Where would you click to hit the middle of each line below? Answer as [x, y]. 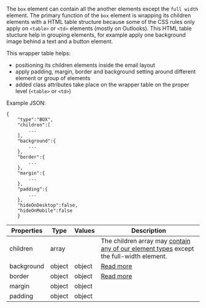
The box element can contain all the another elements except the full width [102, 9]
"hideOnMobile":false [45, 211]
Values [85, 231]
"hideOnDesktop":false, [48, 205]
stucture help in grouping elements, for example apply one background [96, 35]
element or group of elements [53, 78]
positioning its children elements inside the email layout [85, 65]
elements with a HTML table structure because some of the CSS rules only [101, 22]
